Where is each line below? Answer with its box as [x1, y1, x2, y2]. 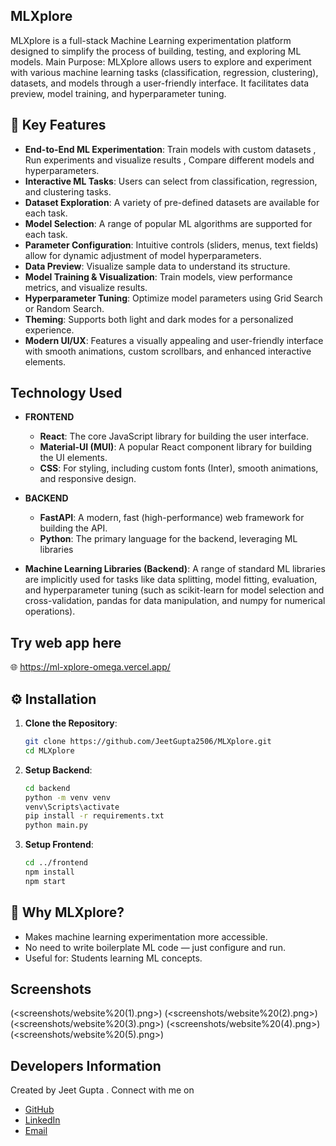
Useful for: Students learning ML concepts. [24, 952, 203, 964]
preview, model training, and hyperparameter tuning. [10, 87, 227, 99]
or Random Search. [24, 302, 105, 314]
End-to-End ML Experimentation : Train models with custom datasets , [24, 143, 317, 155]
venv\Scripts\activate [24, 802, 120, 812]
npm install [24, 867, 75, 878]
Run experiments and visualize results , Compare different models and [24, 154, 315, 166]
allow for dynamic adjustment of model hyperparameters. [24, 249, 262, 261]
